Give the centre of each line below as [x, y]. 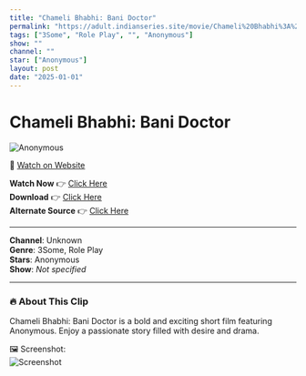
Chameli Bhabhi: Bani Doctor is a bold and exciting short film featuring [141, 320]
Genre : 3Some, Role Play [56, 249]
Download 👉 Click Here [56, 197]
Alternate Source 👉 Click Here [69, 210]
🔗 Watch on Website [47, 165]
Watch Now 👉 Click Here [58, 183]
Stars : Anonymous [45, 259]
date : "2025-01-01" [46, 77]
